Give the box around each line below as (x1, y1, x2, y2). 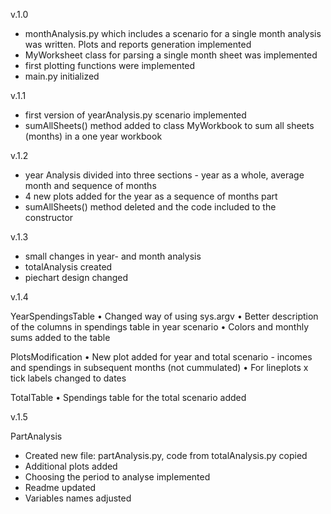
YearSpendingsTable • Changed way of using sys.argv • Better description (10, 310, 319, 322)
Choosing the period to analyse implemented (24, 471, 211, 483)
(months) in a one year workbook (24, 130, 163, 142)
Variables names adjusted (24, 492, 132, 504)
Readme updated (24, 482, 97, 493)
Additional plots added (24, 460, 118, 472)
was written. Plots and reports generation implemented (24, 39, 252, 50)
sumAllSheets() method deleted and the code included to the (24, 201, 277, 213)
